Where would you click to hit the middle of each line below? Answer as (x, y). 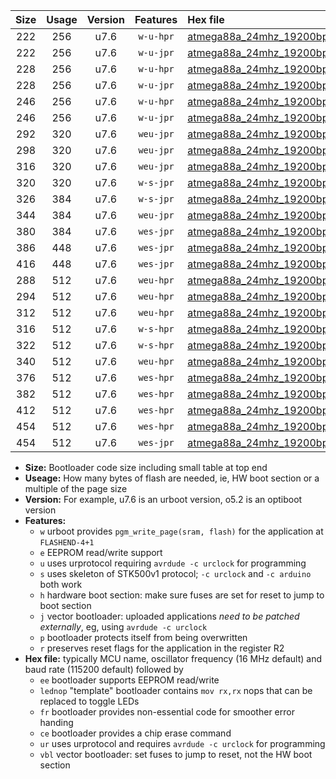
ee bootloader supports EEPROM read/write (129, 680)
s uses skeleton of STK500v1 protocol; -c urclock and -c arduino (175, 573)
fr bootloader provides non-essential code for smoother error (167, 712)
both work (61, 584)
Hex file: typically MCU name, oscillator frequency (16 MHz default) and (173, 658)
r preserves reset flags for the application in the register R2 (162, 648)
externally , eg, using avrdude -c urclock (123, 627)
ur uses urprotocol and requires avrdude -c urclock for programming (182, 743)
